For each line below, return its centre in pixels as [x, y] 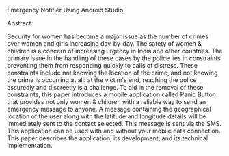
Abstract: [20, 23]
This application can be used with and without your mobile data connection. [114, 131]
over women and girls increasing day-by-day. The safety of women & [105, 43]
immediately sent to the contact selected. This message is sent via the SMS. [114, 123]
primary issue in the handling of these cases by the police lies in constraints [114, 58]
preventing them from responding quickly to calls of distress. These [103, 65]
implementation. [30, 145]
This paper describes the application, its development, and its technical [108, 138]
